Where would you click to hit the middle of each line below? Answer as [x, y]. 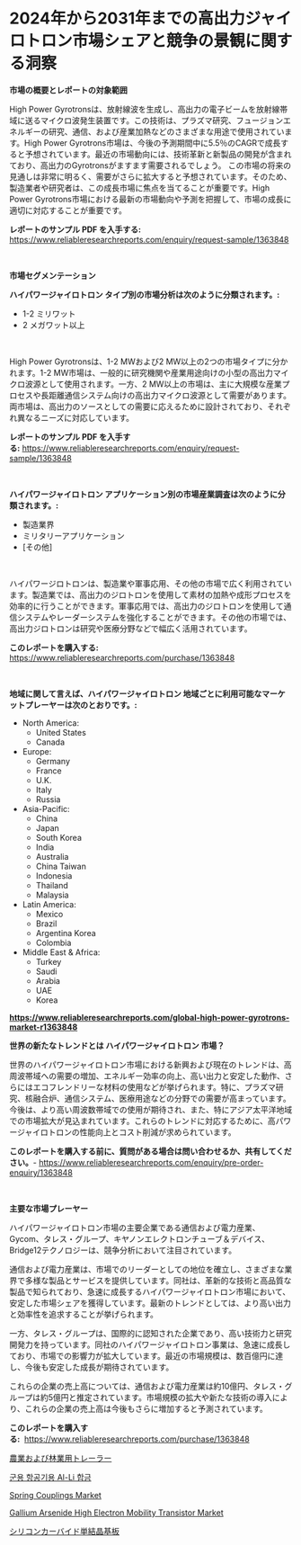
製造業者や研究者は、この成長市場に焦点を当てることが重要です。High [140, 188]
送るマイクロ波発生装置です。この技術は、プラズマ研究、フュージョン [154, 120]
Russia [48, 799]
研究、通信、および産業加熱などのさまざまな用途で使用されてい [166, 131]
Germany [53, 761]
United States [61, 732]
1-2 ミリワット [49, 313]
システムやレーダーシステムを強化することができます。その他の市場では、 [154, 617]
